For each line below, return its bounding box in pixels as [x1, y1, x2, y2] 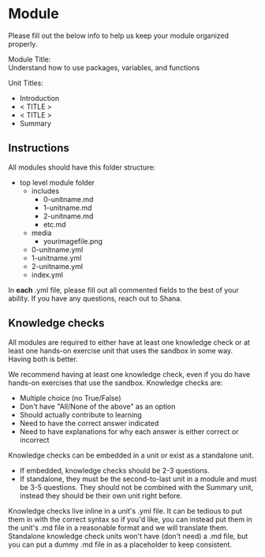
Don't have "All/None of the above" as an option [19, 402, 176, 411]
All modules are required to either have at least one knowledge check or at [8, 337, 251, 347]
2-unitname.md [43, 211, 94, 221]
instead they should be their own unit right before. [19, 491, 183, 500]
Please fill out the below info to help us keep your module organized [8, 31, 230, 40]
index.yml [31, 270, 63, 279]
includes [31, 186, 60, 196]
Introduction [19, 93, 60, 103]
